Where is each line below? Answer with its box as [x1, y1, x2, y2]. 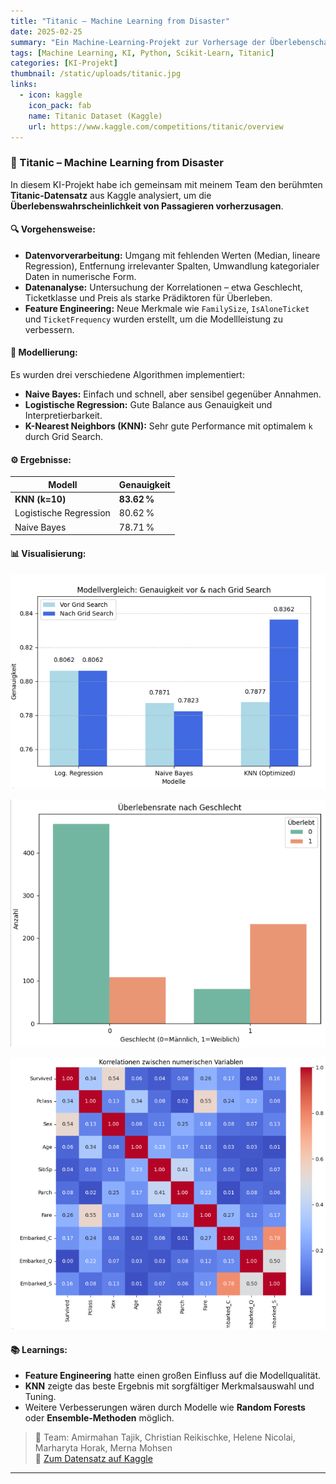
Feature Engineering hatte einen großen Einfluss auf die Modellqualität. [24, 1370, 322, 1382]
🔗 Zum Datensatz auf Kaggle [34, 1453, 153, 1465]
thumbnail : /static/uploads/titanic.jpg [10, 69, 182, 79]
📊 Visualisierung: [10, 547, 87, 559]
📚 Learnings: [10, 1343, 68, 1355]
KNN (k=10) [14, 493, 67, 505]
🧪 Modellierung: [10, 346, 78, 359]
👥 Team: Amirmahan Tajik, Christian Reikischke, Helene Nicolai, [34, 1431, 296, 1444]
